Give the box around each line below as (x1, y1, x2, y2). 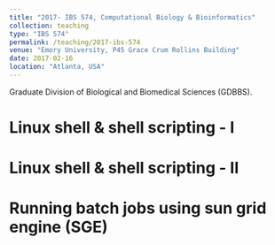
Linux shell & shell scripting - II (9, 158, 240, 178)
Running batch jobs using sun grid (9, 198, 267, 218)
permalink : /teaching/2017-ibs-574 (9, 37, 141, 47)
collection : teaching (9, 21, 90, 30)
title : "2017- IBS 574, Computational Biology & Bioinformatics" (9, 12, 255, 22)
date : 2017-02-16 (9, 54, 74, 63)
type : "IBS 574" (9, 29, 69, 38)
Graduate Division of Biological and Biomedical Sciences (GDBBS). (9, 86, 253, 97)
